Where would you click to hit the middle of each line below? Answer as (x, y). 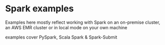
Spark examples (39, 9)
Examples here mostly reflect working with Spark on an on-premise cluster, (83, 22)
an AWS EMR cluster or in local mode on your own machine (66, 27)
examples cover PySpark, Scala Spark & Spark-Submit (61, 37)
